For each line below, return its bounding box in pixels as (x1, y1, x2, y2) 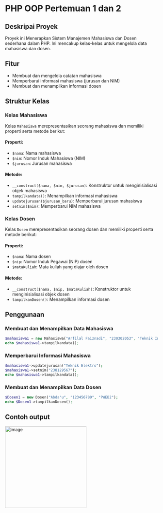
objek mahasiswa (12, 187, 47, 193)
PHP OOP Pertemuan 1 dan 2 (5, 3, 121, 14)
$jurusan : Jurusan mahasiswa (12, 160, 72, 166)
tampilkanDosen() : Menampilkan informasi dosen (12, 296, 110, 302)
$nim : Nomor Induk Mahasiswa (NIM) (12, 155, 86, 161)
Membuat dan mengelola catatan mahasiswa (12, 73, 102, 79)
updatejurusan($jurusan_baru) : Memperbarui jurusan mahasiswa (12, 198, 142, 204)
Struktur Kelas (5, 97, 49, 105)
